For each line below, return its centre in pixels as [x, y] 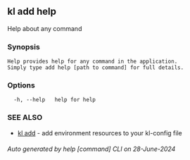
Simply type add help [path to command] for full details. [96, 68]
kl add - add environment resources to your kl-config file [100, 133]
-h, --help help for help [55, 100]
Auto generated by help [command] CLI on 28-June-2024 [91, 149]
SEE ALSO [25, 118]
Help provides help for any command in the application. [93, 62]
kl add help [32, 12]
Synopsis [24, 47]
